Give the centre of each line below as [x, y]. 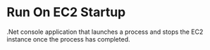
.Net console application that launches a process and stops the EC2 [105, 32]
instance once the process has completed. [68, 39]
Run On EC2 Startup [66, 12]
